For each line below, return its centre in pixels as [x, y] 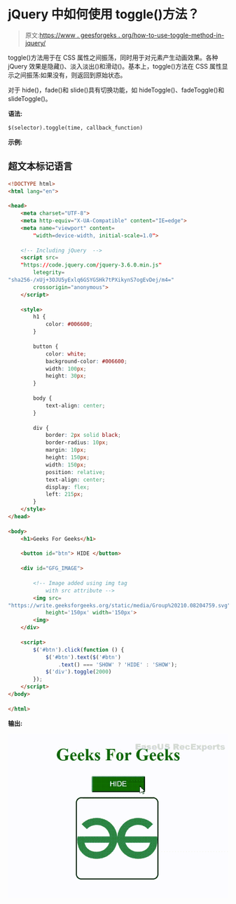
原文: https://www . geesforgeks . [72, 35]
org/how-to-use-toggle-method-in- [173, 35]
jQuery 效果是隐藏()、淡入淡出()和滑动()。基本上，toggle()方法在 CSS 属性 [115, 66]
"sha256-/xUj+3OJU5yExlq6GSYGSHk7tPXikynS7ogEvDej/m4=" [91, 280]
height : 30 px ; [66, 376]
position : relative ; [75, 472]
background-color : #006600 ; [86, 361]
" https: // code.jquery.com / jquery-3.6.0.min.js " [91, 265]
